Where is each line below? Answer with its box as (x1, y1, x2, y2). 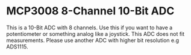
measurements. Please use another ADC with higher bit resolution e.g (6, 36, 180, 44)
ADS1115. (6, 43, 28, 50)
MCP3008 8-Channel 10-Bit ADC (6, 4, 175, 18)
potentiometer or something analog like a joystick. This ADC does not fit (6, 30, 185, 37)
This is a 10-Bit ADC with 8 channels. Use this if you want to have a (6, 24, 173, 31)
